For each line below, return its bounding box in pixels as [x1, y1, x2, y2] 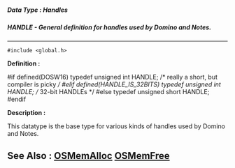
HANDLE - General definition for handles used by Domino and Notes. [7, 23, 212, 31]
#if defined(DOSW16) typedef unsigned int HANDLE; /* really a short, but [7, 73, 218, 82]
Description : [7, 109, 46, 117]
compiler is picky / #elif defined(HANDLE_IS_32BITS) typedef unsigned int [7, 80, 222, 89]
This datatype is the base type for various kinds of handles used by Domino [7, 122, 226, 130]
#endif [7, 95, 27, 104]
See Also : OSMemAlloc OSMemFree [7, 150, 170, 162]
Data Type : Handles [7, 6, 69, 14]
